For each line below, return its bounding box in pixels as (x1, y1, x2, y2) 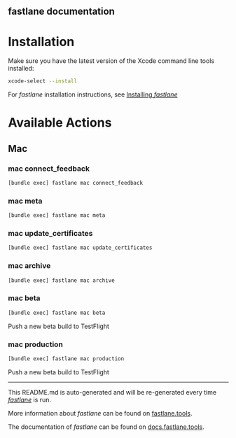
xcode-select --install (8, 78, 78, 85)
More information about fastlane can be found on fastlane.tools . (8, 409, 193, 417)
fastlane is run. (8, 395, 52, 404)
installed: (8, 64, 34, 73)
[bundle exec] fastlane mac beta (8, 309, 106, 316)
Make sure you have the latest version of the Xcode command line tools (8, 57, 215, 65)
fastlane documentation (8, 6, 115, 17)
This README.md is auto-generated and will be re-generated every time (8, 388, 216, 396)
